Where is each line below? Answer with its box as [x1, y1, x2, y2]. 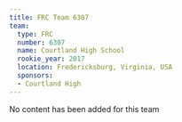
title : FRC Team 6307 [9, 12, 90, 22]
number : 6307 [17, 37, 66, 47]
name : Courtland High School [17, 46, 125, 55]
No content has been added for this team [9, 103, 160, 114]
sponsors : [17, 71, 53, 80]
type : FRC [17, 29, 53, 38]
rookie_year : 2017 [17, 54, 86, 63]
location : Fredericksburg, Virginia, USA [17, 63, 173, 72]
